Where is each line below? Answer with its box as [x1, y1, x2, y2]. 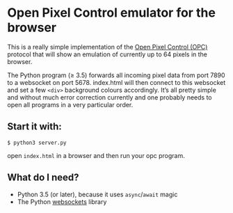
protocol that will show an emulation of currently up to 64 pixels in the [7, 50, 207, 58]
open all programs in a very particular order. [7, 100, 134, 109]
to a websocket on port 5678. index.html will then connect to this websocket [7, 78, 226, 86]
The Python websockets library [17, 197, 107, 206]
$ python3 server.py [7, 139, 67, 146]
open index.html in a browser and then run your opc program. [7, 151, 186, 159]
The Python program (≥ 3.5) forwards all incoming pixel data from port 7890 [7, 71, 225, 79]
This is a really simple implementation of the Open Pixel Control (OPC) [7, 42, 208, 51]
